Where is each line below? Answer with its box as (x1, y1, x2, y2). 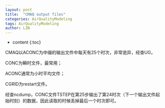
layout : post (5, 7, 32, 12)
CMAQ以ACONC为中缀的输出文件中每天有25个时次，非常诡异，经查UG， (5, 50, 156, 55)
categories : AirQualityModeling (5, 16, 72, 21)
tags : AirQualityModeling (5, 21, 59, 26)
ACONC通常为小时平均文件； (5, 70, 65, 77)
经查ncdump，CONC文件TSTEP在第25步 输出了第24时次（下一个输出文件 (5, 92, 156, 98)
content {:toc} (12, 39, 41, 45)
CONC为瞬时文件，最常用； (5, 60, 62, 66)
